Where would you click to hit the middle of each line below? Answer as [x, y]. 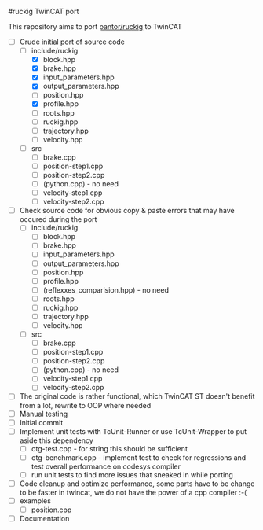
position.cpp [51, 510]
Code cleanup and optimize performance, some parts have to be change [137, 484]
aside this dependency [57, 440]
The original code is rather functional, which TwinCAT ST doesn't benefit [137, 396]
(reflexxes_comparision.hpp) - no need [106, 289]
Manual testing [44, 414]
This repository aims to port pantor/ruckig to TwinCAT [95, 26]
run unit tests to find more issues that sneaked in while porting [132, 474]
